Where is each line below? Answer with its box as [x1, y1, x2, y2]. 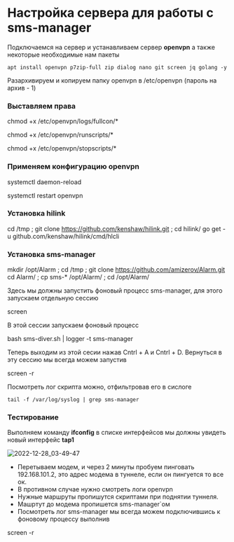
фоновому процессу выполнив [17, 515, 110, 523]
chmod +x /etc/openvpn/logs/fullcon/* [7, 117, 119, 125]
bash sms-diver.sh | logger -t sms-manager [7, 335, 134, 343]
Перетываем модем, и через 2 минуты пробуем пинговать [17, 463, 195, 471]
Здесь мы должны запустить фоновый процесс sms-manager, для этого [7, 286, 223, 295]
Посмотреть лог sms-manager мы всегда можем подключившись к [17, 508, 221, 516]
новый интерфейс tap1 [7, 436, 75, 444]
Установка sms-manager [7, 249, 96, 259]
